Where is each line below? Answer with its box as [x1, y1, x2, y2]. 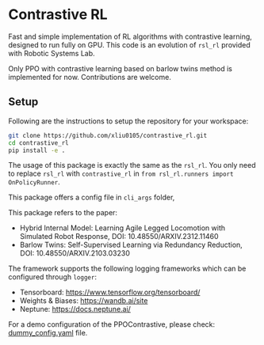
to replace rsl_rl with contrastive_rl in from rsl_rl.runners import [8, 169, 234, 179]
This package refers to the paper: [8, 208, 117, 218]
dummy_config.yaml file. [8, 328, 88, 338]
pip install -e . [8, 146, 66, 154]
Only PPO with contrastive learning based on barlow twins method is [8, 63, 232, 73]
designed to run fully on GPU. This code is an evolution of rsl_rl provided [8, 40, 251, 49]
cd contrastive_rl [8, 138, 69, 147]
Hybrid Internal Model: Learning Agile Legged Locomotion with [19, 223, 226, 233]
